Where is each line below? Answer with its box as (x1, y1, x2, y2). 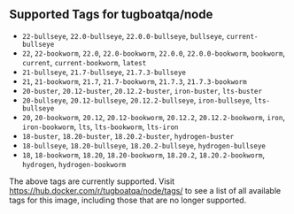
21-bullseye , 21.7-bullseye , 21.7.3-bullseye (21, 66, 186, 77)
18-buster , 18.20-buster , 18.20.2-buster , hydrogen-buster (21, 130, 235, 141)
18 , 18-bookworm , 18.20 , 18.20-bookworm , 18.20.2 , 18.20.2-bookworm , (21, 149, 266, 160)
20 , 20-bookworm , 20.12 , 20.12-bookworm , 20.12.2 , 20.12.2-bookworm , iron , (21, 111, 286, 122)
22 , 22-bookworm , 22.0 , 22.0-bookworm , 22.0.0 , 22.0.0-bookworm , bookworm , (21, 48, 286, 58)
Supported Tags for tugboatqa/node (9, 7, 213, 22)
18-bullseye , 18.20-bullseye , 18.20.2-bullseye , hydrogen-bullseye (21, 140, 266, 150)
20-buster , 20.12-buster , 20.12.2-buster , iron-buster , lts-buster (21, 85, 263, 96)
